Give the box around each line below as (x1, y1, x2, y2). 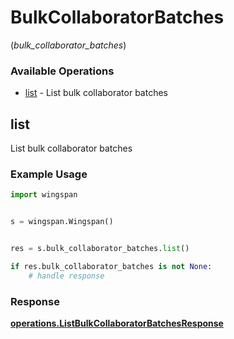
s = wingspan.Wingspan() (10, 217, 114, 227)
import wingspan (10, 190, 78, 200)
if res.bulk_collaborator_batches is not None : (10, 261, 213, 271)
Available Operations (10, 64, 115, 78)
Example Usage (10, 167, 88, 181)
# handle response (28, 271, 105, 281)
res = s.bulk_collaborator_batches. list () (10, 244, 190, 254)
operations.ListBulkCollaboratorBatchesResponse (10, 317, 224, 330)
